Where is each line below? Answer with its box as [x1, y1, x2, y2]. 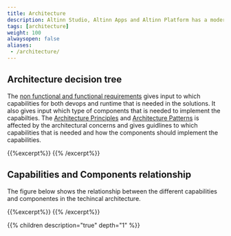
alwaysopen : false [7, 36, 60, 43]
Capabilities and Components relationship [7, 169, 191, 180]
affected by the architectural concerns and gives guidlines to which [7, 121, 198, 129]
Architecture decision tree [7, 73, 122, 86]
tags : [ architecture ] [7, 23, 69, 29]
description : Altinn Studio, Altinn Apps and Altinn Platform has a [7, 16, 208, 23]
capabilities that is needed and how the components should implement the [7, 128, 219, 137]
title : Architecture [7, 10, 67, 17]
